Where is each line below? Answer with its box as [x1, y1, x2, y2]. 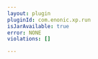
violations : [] [7, 36, 51, 43]
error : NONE [7, 29, 41, 36]
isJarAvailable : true [7, 23, 70, 29]
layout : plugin [7, 10, 51, 17]
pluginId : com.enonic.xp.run [7, 16, 91, 23]
